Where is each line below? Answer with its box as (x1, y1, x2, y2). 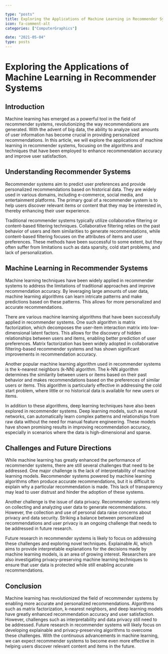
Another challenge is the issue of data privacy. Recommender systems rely (5, 499, 159, 505)
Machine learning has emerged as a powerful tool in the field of (5, 116, 136, 122)
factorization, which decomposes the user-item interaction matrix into (5, 324, 149, 331)
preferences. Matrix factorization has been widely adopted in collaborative (5, 340, 159, 347)
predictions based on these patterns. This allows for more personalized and (5, 298, 161, 304)
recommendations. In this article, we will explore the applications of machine (5, 137, 163, 143)
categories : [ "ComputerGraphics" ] (5, 26, 77, 31)
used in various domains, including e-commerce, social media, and (5, 191, 143, 197)
